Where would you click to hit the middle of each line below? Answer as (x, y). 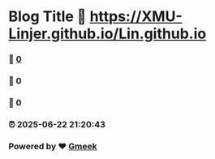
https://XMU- (136, 17)
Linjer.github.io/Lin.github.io (107, 34)
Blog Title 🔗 (47, 17)
